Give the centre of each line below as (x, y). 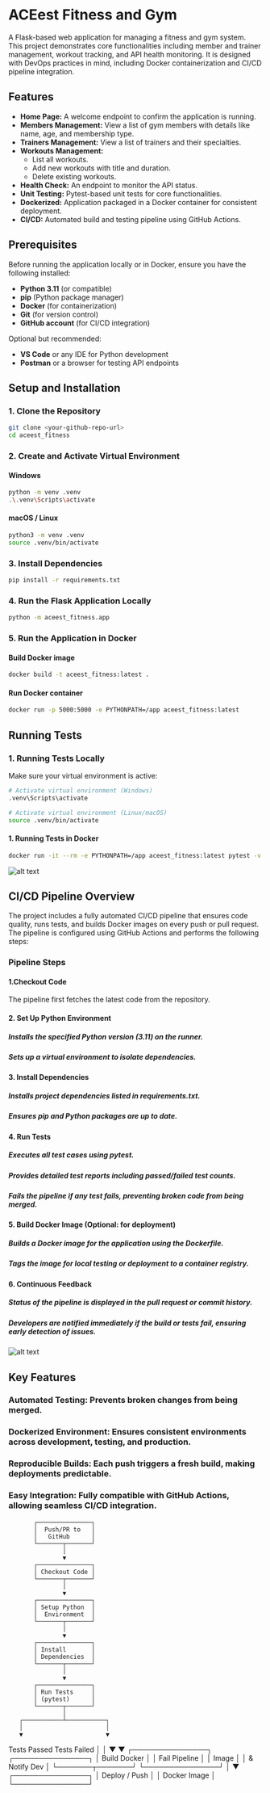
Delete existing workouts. (74, 176)
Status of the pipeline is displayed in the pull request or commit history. (131, 1303)
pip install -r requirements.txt (64, 580)
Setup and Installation (64, 388)
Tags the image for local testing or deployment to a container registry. (129, 1264)
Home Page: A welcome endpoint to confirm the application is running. (138, 116)
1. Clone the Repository (54, 411)
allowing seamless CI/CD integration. (83, 1505)
